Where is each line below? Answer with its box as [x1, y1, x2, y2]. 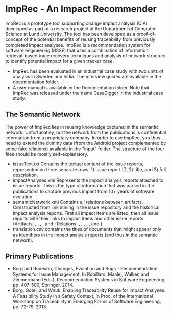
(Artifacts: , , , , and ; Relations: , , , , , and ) [12, 221, 103, 227]
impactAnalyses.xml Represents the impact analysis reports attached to [12, 177, 164, 183]
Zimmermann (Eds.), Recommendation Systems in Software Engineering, [12, 276, 166, 282]
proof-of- [136, 31, 157, 37]
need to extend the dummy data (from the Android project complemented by [5, 140, 166, 146]
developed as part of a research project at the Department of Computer [5, 25, 156, 31]
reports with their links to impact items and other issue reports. [12, 215, 145, 221]
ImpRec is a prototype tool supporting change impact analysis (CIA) [5, 20, 148, 26]
